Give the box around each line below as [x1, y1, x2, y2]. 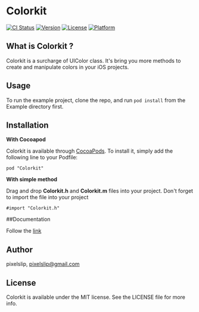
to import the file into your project [6, 194, 89, 201]
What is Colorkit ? [6, 41, 74, 51]
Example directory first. [6, 103, 64, 110]
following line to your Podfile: [6, 154, 78, 161]
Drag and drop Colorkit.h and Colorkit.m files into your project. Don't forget [6, 187, 194, 194]
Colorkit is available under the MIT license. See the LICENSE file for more [6, 294, 186, 301]
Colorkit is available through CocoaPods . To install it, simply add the [6, 147, 173, 155]
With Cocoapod [6, 136, 46, 143]
